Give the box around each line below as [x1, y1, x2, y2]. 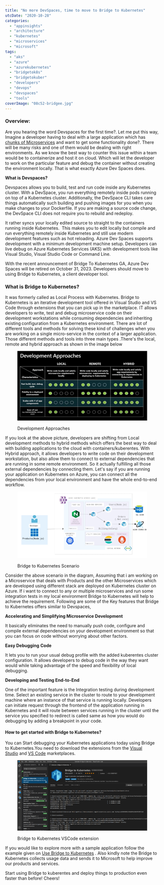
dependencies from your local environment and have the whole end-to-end [5, 477, 158, 483]
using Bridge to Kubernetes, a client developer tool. [5, 271, 109, 277]
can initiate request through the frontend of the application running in [5, 702, 145, 708]
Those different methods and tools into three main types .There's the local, [5, 336, 156, 342]
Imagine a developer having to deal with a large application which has [5, 134, 146, 140]
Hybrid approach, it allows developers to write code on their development [5, 451, 154, 457]
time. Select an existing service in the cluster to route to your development [5, 692, 155, 698]
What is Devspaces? [5, 174, 48, 181]
